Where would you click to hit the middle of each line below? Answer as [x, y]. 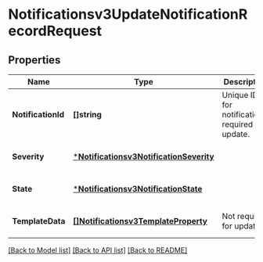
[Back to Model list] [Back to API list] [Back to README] [98, 250]
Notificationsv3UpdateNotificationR [128, 14]
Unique [235, 95]
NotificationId [38, 115]
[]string [87, 115]
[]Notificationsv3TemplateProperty [140, 221]
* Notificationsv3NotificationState [138, 189]
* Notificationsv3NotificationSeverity [144, 156]
